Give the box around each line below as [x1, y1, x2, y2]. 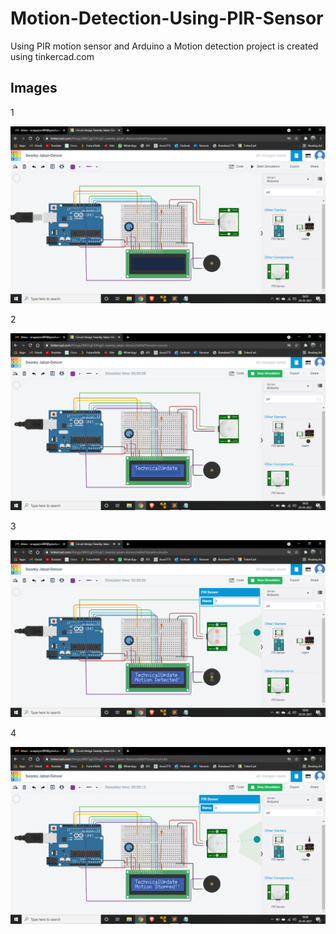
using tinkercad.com [10, 50, 95, 62]
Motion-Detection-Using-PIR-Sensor [10, 7, 324, 30]
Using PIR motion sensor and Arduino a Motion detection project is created [10, 40, 319, 52]
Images [10, 80, 58, 97]
